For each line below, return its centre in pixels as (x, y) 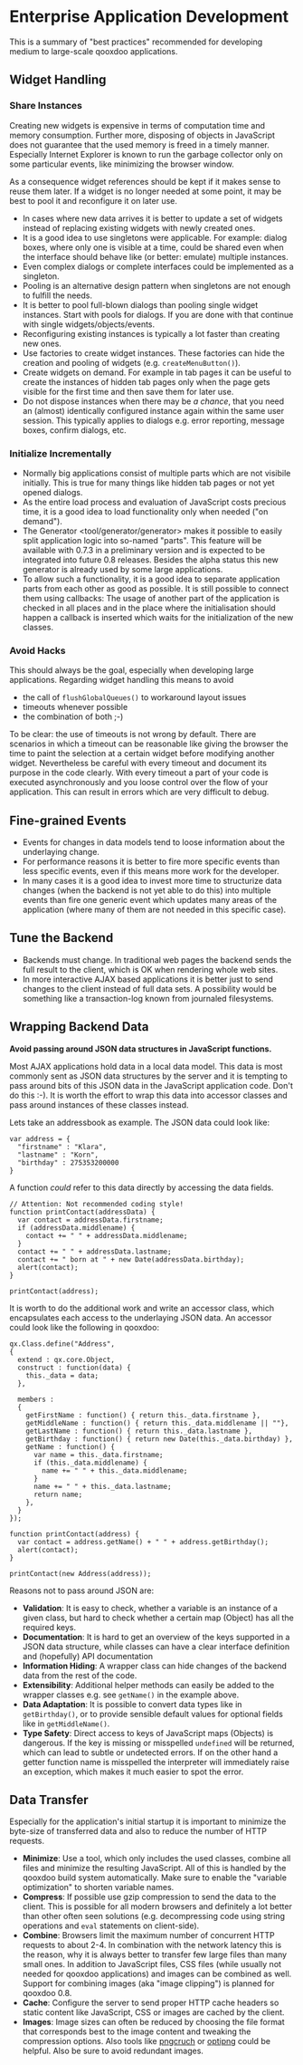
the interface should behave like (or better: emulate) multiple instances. (156, 256)
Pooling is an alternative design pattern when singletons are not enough (156, 285)
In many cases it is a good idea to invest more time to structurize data (152, 881)
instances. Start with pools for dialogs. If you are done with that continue (158, 314)
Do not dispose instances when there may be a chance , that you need (153, 401)
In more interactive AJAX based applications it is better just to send (148, 979)
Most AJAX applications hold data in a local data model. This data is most (146, 1066)
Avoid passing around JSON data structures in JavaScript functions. (141, 1049)
